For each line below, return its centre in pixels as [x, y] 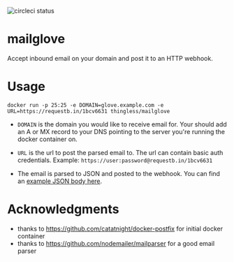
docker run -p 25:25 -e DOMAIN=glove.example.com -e [86, 105]
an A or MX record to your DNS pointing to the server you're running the [121, 131]
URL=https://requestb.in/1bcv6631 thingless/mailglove [89, 111]
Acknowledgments [64, 209]
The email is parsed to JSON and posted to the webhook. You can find [118, 173]
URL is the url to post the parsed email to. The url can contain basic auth [120, 152]
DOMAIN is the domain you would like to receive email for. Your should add [122, 124]
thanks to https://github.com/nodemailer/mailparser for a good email [116, 243]
